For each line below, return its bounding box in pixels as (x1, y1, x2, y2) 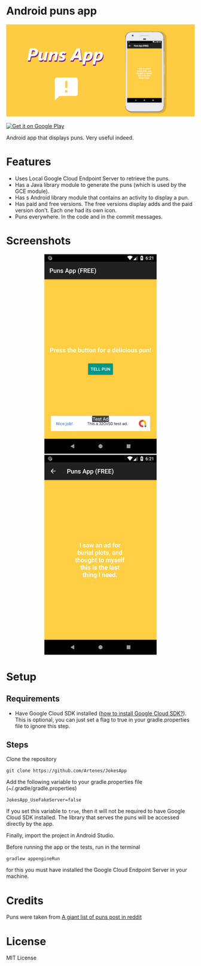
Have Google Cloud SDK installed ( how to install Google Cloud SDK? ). (14, 710, 187, 717)
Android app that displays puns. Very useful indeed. (6, 134, 134, 141)
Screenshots (6, 234, 71, 248)
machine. (6, 873, 29, 880)
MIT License (6, 954, 37, 962)
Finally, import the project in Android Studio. (6, 832, 115, 839)
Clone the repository (6, 756, 57, 763)
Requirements (6, 694, 60, 704)
